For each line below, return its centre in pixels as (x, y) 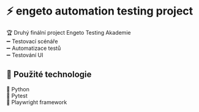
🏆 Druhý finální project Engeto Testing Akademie (69, 32)
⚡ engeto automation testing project (100, 11)
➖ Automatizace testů (34, 48)
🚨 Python (18, 89)
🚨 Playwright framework (37, 102)
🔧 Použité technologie (49, 75)
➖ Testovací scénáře (32, 41)
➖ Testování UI (25, 55)
